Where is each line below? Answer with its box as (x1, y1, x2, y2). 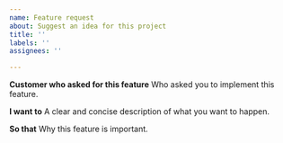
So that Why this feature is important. (9, 123, 148, 135)
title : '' (9, 30, 47, 39)
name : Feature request (9, 13, 94, 22)
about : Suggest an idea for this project (9, 22, 167, 31)
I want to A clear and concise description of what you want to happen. (9, 106, 270, 117)
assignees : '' (9, 47, 63, 56)
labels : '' (9, 38, 50, 48)
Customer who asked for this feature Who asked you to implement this (9, 79, 275, 90)
